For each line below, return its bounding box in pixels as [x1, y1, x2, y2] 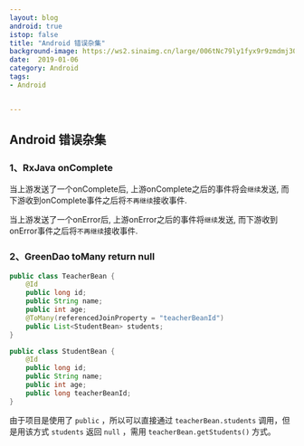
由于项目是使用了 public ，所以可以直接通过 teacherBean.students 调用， [9, 414, 282, 425]
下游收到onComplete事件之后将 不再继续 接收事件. [9, 195, 187, 206]
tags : [9, 72, 30, 81]
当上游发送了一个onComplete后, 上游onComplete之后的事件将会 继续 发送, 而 [9, 184, 290, 195]
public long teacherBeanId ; [25, 388, 131, 398]
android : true [9, 22, 63, 31]
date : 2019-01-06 [9, 55, 79, 64]
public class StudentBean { [9, 346, 116, 356]
